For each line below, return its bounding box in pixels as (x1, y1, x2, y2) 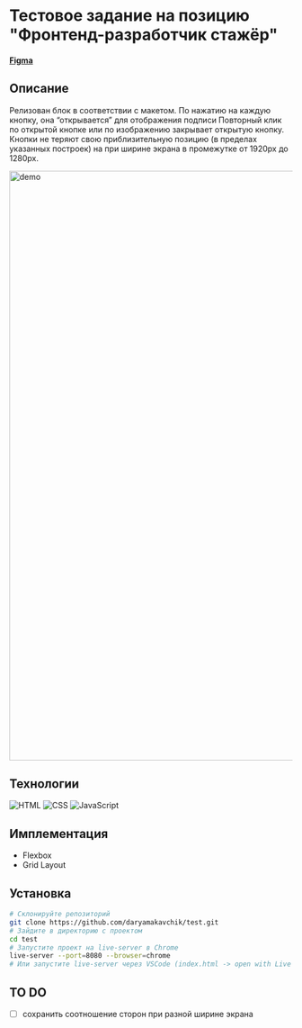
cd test (9, 934, 39, 943)
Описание (9, 81, 69, 96)
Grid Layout (22, 860, 66, 870)
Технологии (9, 776, 79, 791)
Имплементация (9, 825, 109, 842)
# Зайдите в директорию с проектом (9, 926, 143, 935)
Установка (9, 886, 72, 901)
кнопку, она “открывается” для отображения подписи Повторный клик (9, 114, 282, 125)
